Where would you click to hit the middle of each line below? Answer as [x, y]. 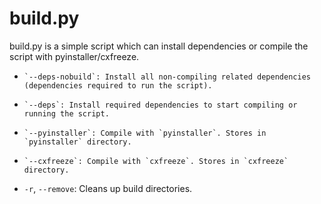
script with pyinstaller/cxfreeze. [74, 56]
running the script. [66, 113]
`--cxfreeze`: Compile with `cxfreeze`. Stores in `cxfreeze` [156, 161]
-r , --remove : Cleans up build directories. [108, 188]
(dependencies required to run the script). [118, 85]
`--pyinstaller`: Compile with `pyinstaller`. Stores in [145, 133]
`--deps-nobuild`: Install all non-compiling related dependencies [167, 77]
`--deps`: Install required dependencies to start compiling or [160, 105]
